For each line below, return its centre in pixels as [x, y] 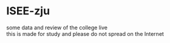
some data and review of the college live [57, 27]
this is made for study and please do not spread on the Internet [85, 33]
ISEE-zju [28, 11]
